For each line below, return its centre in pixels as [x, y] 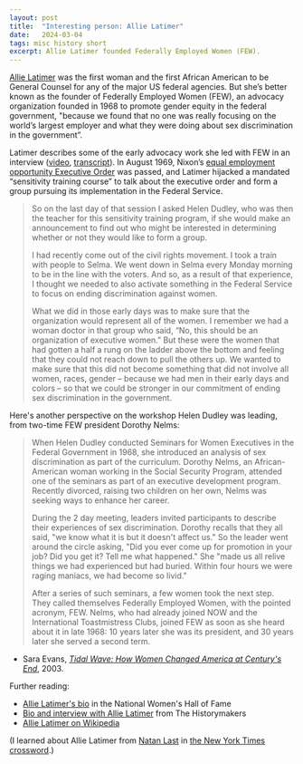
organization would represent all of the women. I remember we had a [160, 321]
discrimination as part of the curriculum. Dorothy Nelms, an [142, 462]
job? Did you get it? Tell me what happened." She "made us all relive [158, 556]
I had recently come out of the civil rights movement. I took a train [154, 256]
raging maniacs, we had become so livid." [109, 575]
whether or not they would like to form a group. [119, 237]
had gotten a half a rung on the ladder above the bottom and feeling [158, 350]
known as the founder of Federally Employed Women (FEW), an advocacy [147, 97]
